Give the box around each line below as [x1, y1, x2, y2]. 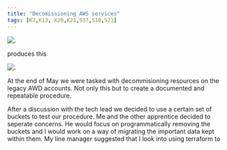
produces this [7, 50, 47, 58]
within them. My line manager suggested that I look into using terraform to [7, 134, 221, 143]
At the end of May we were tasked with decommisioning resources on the [7, 76, 219, 84]
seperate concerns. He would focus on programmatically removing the [7, 119, 211, 128]
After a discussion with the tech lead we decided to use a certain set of [7, 105, 212, 113]
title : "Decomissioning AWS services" [7, 10, 120, 17]
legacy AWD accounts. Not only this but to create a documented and [7, 84, 205, 92]
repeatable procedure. [7, 91, 72, 100]
